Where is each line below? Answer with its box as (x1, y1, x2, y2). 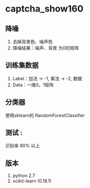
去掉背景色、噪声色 (12, 39, 53, 44)
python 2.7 (12, 172, 35, 179)
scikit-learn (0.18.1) (12, 178, 52, 184)
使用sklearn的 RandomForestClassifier (5, 112, 85, 118)
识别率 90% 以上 (5, 143, 40, 149)
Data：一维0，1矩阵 (12, 82, 54, 88)
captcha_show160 (5, 3, 83, 15)
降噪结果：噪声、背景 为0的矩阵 (12, 45, 79, 51)
